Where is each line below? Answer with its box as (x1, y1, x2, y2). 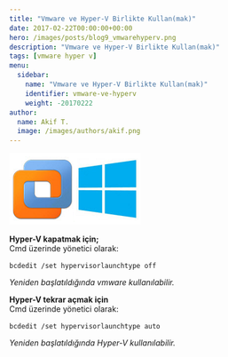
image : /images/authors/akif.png (17, 127, 141, 136)
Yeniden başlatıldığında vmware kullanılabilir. (9, 277, 175, 288)
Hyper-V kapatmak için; (9, 234, 99, 244)
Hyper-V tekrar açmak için (9, 294, 109, 305)
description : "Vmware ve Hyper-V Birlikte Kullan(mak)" (9, 43, 220, 52)
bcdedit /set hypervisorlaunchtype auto (9, 322, 161, 331)
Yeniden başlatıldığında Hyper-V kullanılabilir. (9, 337, 176, 348)
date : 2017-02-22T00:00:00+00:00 (9, 23, 133, 33)
